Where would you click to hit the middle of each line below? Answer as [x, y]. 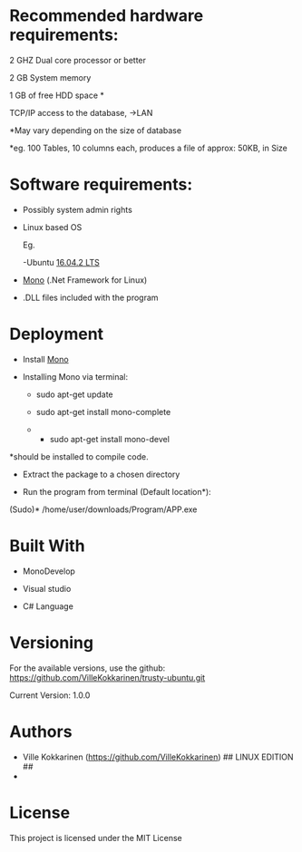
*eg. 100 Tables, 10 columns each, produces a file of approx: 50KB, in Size [148, 148]
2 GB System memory [50, 77]
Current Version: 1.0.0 [50, 695]
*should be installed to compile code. [79, 456]
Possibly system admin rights [78, 209]
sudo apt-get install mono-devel [110, 439]
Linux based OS [52, 227]
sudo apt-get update [74, 394]
